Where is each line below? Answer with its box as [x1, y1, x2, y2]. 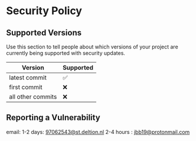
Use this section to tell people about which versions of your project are [6, 43, 178, 50]
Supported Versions [6, 28, 81, 38]
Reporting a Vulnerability [6, 113, 100, 123]
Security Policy [6, 4, 83, 18]
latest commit [9, 74, 47, 81]
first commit [9, 83, 43, 91]
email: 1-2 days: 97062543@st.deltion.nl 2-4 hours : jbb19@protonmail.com [6, 128, 190, 135]
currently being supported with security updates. [6, 50, 126, 57]
